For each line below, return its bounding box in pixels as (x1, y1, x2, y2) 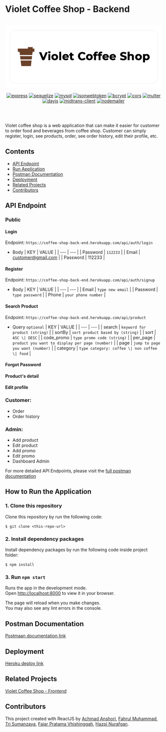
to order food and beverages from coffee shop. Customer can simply (5, 128, 147, 134)
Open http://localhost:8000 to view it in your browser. (5, 590, 115, 596)
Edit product (12, 442, 38, 448)
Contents (5, 148, 35, 156)
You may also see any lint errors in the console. (5, 605, 102, 611)
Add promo (12, 448, 36, 454)
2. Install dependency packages (5, 535, 84, 542)
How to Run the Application (5, 488, 92, 496)
